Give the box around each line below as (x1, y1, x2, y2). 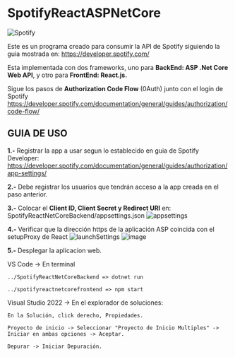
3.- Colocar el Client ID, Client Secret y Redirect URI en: (7, 204, 171, 212)
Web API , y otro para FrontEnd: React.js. (7, 71, 128, 79)
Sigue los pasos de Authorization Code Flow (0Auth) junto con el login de (7, 84, 224, 93)
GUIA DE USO (7, 127, 68, 139)
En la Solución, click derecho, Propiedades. (7, 312, 143, 319)
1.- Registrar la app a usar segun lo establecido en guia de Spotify (7, 146, 200, 155)
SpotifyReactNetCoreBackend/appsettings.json (7, 211, 145, 220)
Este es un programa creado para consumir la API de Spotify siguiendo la (7, 42, 220, 50)
